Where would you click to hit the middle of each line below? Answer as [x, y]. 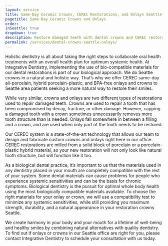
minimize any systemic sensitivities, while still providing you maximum [77, 202]
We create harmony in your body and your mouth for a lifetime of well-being [83, 222]
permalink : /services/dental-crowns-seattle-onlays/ [61, 42]
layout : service [22, 10]
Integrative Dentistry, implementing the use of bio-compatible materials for [82, 67]
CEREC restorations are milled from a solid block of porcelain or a [72, 145]
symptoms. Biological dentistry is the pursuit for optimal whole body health [82, 186]
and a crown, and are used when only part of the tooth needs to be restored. [84, 124]
